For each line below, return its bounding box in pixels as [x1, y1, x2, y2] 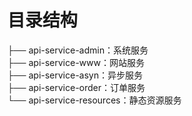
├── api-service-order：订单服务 [7, 81, 146, 93]
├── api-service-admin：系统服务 [7, 44, 149, 56]
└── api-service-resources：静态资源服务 [7, 94, 182, 106]
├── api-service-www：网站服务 [7, 56, 145, 68]
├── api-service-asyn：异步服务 [7, 69, 144, 81]
